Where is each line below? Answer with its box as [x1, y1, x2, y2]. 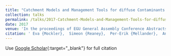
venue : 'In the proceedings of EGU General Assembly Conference [5, 26, 145, 32]
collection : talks [5, 12, 44, 17]
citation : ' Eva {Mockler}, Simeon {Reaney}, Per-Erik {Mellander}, [5, 31, 158, 36]
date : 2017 [5, 21, 28, 27]
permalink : [5, 17, 28, 22]
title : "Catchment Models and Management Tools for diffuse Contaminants [5, 7, 165, 13]
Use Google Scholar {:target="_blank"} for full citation [5, 45, 117, 51]
